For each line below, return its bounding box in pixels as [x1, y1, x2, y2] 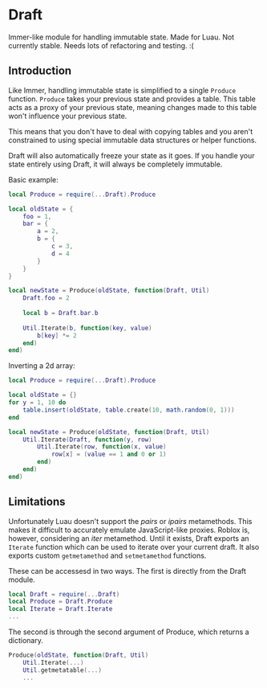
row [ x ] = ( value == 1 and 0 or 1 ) [51, 450, 167, 459]
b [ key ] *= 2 [37, 331, 78, 339]
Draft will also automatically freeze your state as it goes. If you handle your [8, 150, 255, 160]
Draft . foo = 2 [22, 294, 70, 302]
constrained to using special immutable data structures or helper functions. [8, 135, 257, 145]
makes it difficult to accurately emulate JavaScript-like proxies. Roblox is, [8, 525, 250, 534]
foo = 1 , [22, 212, 52, 220]
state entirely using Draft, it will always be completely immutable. [8, 159, 223, 169]
